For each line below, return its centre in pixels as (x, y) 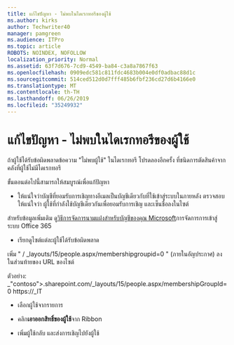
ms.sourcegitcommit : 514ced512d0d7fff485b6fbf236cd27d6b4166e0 (102, 79)
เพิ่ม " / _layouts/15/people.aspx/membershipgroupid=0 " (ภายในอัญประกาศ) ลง (115, 254)
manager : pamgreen (34, 33)
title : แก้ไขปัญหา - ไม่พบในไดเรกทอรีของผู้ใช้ (59, 14)
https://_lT (28, 291)
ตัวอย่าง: (17, 275)
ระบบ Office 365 (29, 226)
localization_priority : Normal (53, 60)
